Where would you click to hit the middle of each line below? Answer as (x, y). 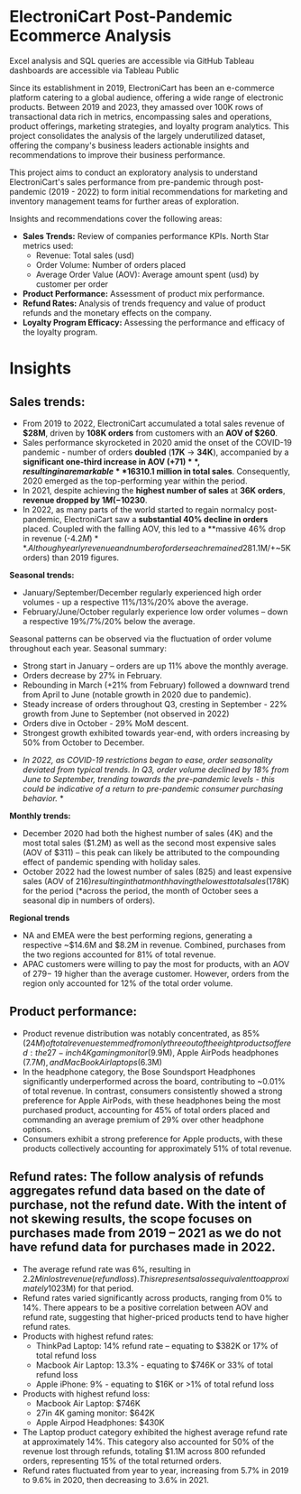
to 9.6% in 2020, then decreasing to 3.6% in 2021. (116, 1480)
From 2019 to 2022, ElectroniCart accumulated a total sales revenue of (154, 423)
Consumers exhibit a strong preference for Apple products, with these (152, 1139)
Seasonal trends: (42, 575)
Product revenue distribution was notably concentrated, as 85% (141, 1033)
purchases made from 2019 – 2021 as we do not (146, 1233)
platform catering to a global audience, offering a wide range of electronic (146, 97)
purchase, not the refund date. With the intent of (148, 1205)
